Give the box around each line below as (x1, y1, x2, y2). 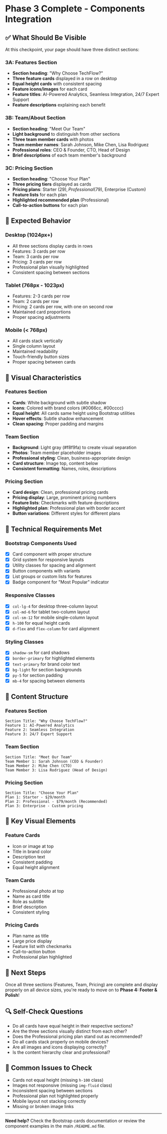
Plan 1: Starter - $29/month (5, 795, 66, 800)
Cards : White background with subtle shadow (12, 399, 106, 405)
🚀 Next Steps (5, 968, 46, 977)
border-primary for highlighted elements (12, 655, 95, 661)
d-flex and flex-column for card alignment (12, 626, 99, 632)
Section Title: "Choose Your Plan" (5, 790, 79, 796)
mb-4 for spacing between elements (12, 677, 85, 684)
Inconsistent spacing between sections (12, 1087, 93, 1093)
